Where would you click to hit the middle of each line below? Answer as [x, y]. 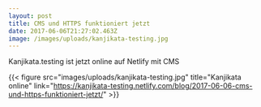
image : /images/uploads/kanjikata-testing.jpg [88, 39]
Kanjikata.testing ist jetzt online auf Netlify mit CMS [94, 62]
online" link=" [31, 86]
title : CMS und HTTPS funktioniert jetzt [79, 24]
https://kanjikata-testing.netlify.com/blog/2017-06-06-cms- [153, 86]
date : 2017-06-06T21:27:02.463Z [63, 31]
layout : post [30, 16]
